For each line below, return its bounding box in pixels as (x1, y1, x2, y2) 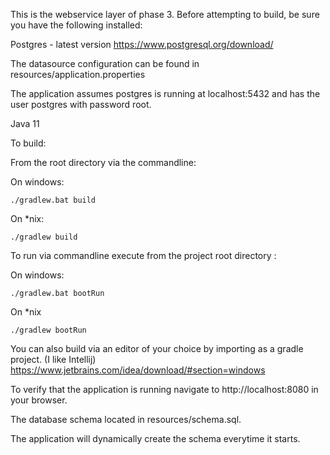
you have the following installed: (10, 19, 143, 31)
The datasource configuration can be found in (10, 58, 200, 69)
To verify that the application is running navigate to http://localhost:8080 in (10, 384, 319, 395)
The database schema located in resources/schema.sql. (10, 414, 242, 425)
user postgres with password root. (10, 99, 152, 110)
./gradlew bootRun (10, 325, 87, 335)
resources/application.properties (10, 69, 146, 80)
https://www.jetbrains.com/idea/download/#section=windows (10, 364, 266, 376)
